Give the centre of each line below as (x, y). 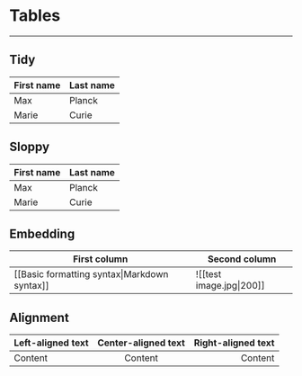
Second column (242, 259)
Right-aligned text (234, 343)
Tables (35, 16)
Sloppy (30, 147)
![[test (209, 274)
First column (101, 259)
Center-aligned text (142, 343)
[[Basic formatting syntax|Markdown (91, 274)
